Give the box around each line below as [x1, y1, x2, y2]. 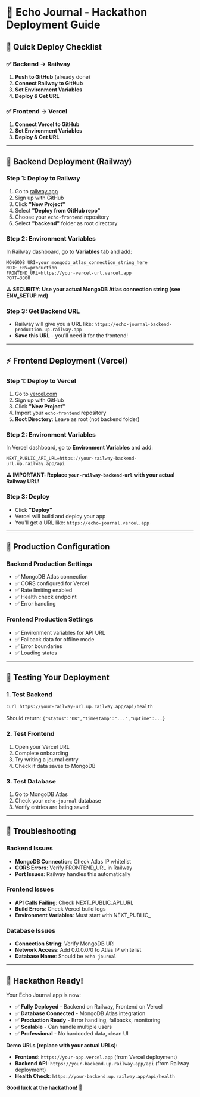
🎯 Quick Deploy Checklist [6, 42, 102, 52]
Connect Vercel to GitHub [14, 121, 80, 128]
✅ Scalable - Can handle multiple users [14, 1023, 112, 1030]
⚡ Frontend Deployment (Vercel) [6, 355, 128, 366]
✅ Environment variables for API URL [14, 629, 106, 636]
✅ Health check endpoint [14, 594, 77, 601]
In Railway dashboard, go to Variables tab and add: [6, 248, 132, 256]
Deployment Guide [6, 18, 101, 32]
